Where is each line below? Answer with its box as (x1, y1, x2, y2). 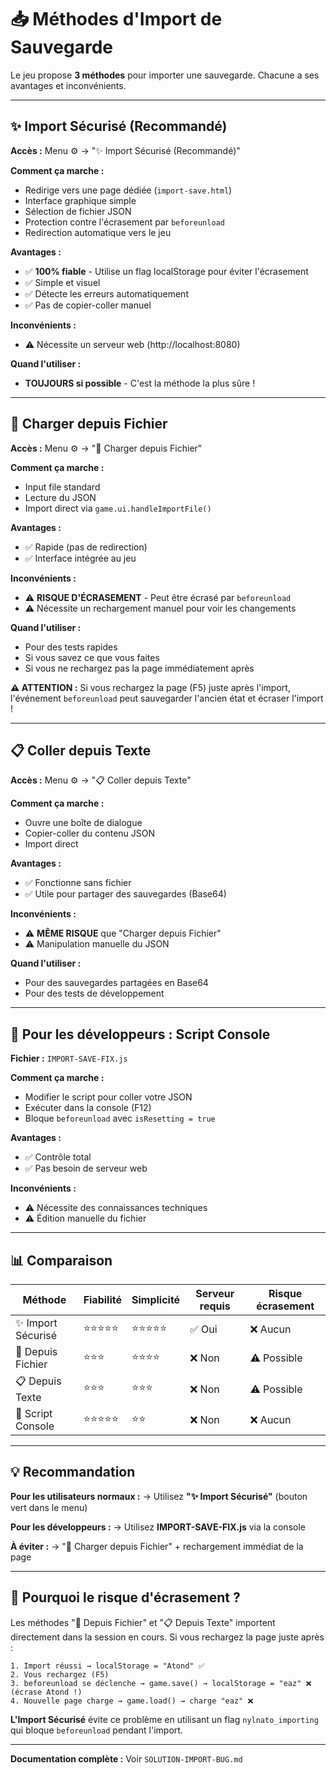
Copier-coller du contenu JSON (24, 827, 156, 840)
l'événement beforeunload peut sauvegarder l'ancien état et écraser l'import (10, 692, 324, 704)
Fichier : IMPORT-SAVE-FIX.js (10, 1052, 128, 1065)
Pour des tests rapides (24, 641, 118, 653)
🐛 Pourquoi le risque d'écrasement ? (10, 1589, 241, 1606)
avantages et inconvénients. (10, 79, 127, 91)
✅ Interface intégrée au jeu (24, 552, 137, 564)
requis (199, 1299, 231, 1313)
